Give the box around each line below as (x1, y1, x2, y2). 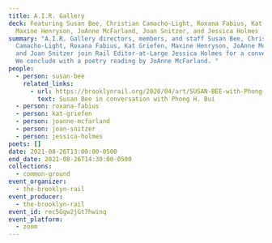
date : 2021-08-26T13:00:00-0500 (8, 147, 117, 156)
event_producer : (8, 192, 63, 201)
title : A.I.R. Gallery (8, 11, 85, 20)
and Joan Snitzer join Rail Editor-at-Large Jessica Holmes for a (15, 49, 244, 58)
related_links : (23, 79, 74, 87)
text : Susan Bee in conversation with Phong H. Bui (37, 95, 216, 103)
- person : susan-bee (15, 72, 85, 80)
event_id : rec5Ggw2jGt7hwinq (8, 207, 107, 215)
